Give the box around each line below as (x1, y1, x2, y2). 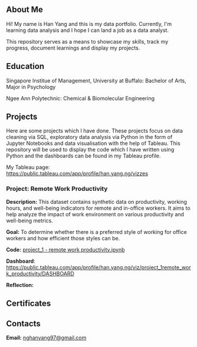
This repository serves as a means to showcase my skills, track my (6, 38, 169, 45)
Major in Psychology (6, 83, 56, 90)
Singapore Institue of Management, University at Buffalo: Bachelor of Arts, (6, 77, 187, 84)
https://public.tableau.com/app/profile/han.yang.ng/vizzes (6, 170, 149, 177)
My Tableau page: (6, 164, 50, 171)
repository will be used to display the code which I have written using (6, 146, 175, 153)
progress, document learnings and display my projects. (6, 44, 140, 51)
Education (6, 61, 45, 71)
